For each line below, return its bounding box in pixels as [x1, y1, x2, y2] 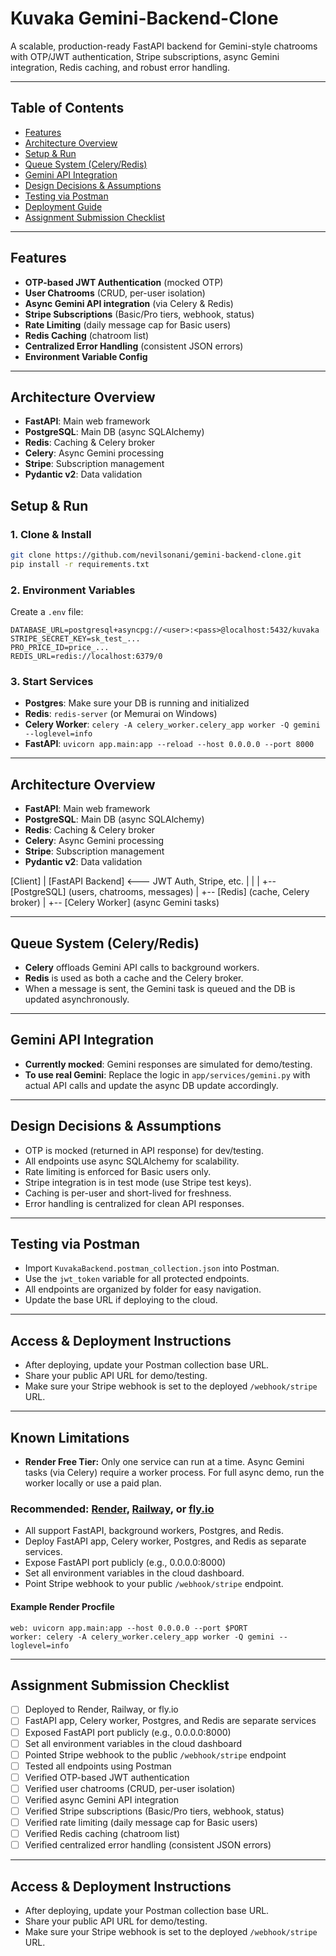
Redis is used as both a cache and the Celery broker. [24, 972, 244, 984]
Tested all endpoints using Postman [24, 1760, 172, 1772]
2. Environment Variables [10, 583, 136, 597]
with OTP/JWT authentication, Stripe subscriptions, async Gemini [10, 50, 280, 62]
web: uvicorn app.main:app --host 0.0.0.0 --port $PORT [10, 1623, 248, 1633]
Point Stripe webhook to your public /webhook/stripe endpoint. [24, 1578, 284, 1590]
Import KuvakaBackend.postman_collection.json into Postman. [24, 1262, 280, 1274]
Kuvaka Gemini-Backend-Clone [10, 7, 279, 30]
